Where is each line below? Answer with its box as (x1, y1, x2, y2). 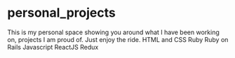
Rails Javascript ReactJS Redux (7, 43, 99, 51)
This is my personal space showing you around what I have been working (7, 28, 220, 36)
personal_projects (7, 5, 116, 21)
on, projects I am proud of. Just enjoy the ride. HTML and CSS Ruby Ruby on (7, 35, 229, 43)
